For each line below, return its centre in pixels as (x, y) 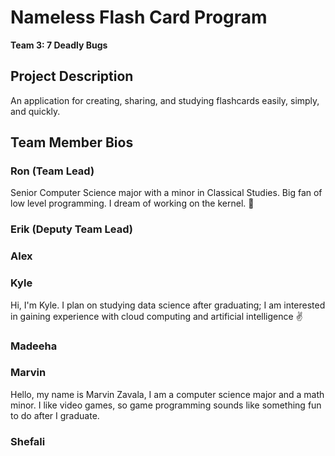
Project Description (72, 76)
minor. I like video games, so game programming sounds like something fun (166, 405)
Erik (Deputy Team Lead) (72, 229)
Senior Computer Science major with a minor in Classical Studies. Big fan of (166, 193)
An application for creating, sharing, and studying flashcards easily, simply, (165, 100)
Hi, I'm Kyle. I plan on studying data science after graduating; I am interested (168, 305)
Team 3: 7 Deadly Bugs (59, 45)
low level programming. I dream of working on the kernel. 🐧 (132, 203)
